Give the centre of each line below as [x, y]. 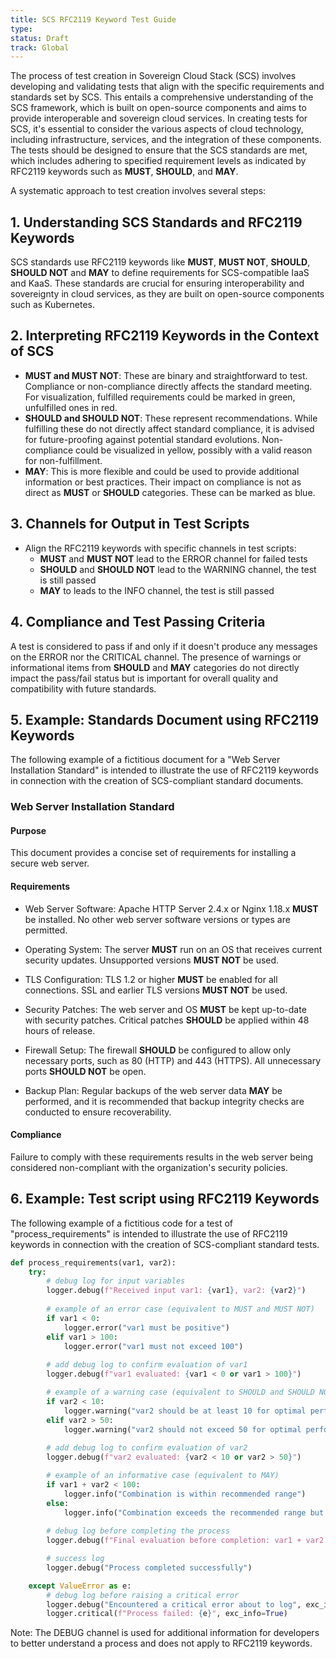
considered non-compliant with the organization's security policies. [149, 1167]
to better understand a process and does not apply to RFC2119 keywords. [161, 1643]
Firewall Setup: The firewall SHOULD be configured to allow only [158, 1050]
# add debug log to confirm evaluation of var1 [147, 1365]
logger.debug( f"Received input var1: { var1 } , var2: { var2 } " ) [176, 1291]
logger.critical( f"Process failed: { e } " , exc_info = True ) [167, 1614]
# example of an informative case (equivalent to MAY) [163, 1476]
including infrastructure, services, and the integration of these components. [166, 140]
